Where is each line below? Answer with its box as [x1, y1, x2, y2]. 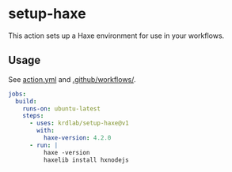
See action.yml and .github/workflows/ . [8, 74, 136, 84]
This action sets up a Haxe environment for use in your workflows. [8, 31, 225, 40]
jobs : [8, 90, 26, 98]
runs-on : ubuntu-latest [22, 104, 101, 113]
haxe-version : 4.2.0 [43, 134, 112, 142]
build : [15, 97, 37, 105]
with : [36, 127, 55, 135]
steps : [22, 112, 44, 120]
